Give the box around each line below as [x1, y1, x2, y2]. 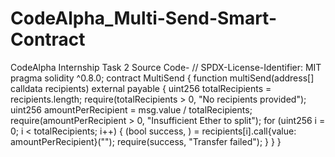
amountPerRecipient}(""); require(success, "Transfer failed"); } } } [10, 135, 282, 147]
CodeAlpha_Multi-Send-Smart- [10, 7, 278, 30]
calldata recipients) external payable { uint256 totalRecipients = [10, 82, 272, 94]
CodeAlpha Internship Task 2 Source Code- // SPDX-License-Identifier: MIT [10, 61, 322, 73]
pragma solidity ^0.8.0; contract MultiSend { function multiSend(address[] [10, 72, 315, 84]
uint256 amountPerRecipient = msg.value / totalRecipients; [10, 103, 253, 116]
